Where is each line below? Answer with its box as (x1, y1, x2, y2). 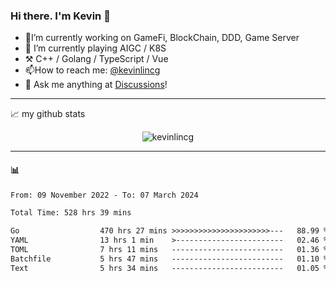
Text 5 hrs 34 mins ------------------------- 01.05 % (10, 263, 329, 273)
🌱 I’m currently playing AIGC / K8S (24, 42, 167, 54)
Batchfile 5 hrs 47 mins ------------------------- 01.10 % (10, 254, 329, 264)
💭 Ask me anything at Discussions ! (24, 79, 168, 91)
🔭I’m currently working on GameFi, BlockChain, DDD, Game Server (24, 32, 300, 44)
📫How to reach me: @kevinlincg (24, 64, 161, 76)
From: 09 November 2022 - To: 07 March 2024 (10, 190, 199, 200)
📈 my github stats (10, 108, 86, 120)
